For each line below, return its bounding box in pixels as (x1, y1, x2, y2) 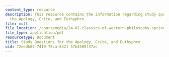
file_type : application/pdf (5, 30, 64, 35)
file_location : (5, 26, 37, 31)
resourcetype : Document (5, 35, 55, 40)
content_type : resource (5, 7, 55, 12)
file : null (5, 21, 28, 26)
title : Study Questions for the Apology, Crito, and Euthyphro (5, 40, 141, 45)
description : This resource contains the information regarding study (5, 12, 156, 17)
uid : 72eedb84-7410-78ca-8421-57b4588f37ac (5, 44, 98, 49)
